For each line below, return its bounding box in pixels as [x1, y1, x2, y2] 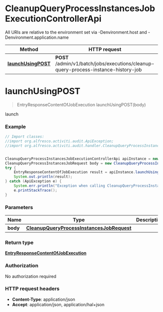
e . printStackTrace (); [14, 188, 57, 193]
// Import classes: [5, 134, 45, 139]
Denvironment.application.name [5, 34, 69, 40]
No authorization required [5, 273, 57, 279]
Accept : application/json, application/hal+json [12, 301, 105, 307]
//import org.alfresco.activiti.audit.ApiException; [5, 139, 114, 144]
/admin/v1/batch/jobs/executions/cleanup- [55, 60, 155, 67]
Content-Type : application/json [12, 296, 75, 302]
